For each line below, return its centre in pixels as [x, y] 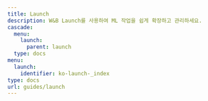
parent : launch [49, 47]
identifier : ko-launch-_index [65, 73]
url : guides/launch [36, 87]
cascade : [20, 27]
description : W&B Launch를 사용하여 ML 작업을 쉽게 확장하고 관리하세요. [105, 21]
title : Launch [28, 14]
